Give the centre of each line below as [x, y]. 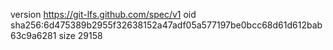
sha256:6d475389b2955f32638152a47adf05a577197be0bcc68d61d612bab [166, 25]
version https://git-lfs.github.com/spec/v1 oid [103, 14]
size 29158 [80, 35]
